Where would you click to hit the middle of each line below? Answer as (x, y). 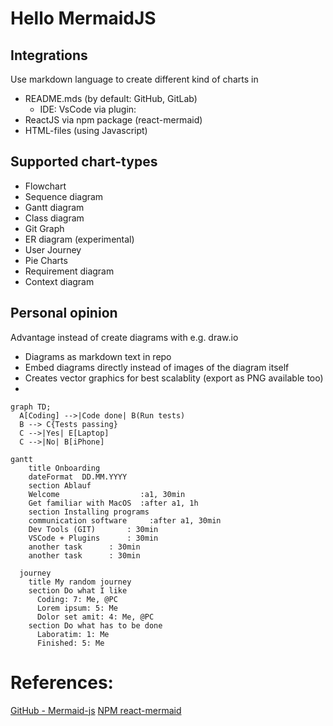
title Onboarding (64, 468)
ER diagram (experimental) (79, 239)
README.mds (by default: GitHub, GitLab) (111, 98)
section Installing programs (89, 512)
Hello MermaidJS (83, 18)
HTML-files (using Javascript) (86, 130)
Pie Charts (46, 260)
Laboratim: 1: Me (73, 634)
